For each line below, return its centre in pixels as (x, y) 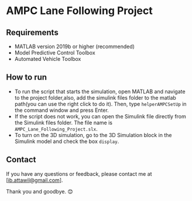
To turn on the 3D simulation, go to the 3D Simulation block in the (93, 135)
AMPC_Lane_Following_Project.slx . (56, 129)
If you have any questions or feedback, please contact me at (79, 173)
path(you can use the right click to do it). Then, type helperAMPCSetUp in (100, 104)
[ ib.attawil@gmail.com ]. (35, 180)
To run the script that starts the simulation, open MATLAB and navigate (100, 91)
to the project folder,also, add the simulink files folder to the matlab (95, 97)
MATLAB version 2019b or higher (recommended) (74, 46)
